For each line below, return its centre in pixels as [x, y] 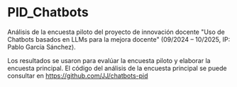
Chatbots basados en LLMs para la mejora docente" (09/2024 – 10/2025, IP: [119, 39]
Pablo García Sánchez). [42, 47]
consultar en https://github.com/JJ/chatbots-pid [78, 76]
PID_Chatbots [48, 12]
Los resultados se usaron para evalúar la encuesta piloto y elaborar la [109, 60]
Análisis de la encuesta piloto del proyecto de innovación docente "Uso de [116, 32]
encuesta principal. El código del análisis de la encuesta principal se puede [117, 68]
